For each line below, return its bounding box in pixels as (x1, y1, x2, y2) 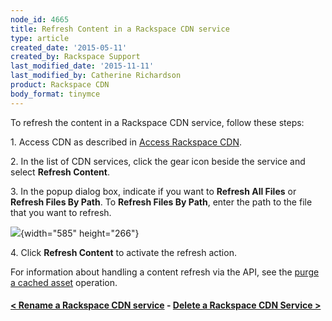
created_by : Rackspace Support (10, 52, 141, 62)
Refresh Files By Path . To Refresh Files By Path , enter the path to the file (10, 196, 313, 208)
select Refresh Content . (10, 166, 111, 178)
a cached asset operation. (10, 276, 118, 288)
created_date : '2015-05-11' (10, 42, 128, 53)
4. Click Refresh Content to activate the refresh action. (10, 246, 237, 258)
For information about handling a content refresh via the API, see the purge (10, 266, 320, 278)
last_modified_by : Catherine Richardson (10, 71, 182, 81)
